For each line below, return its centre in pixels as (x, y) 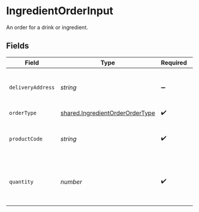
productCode (26, 139)
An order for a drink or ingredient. (47, 27)
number (71, 182)
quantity (21, 182)
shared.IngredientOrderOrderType (107, 113)
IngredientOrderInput (60, 11)
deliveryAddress (32, 87)
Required (174, 62)
